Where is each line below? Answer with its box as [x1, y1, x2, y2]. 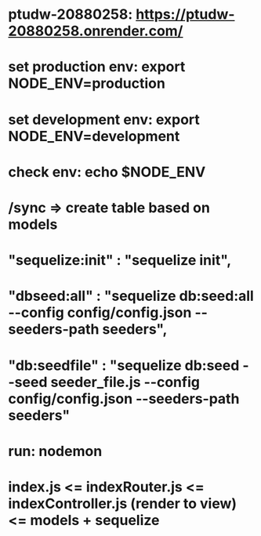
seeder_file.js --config [50, 373, 200, 391]
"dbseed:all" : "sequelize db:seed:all [8, 288, 255, 305]
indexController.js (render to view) [8, 494, 237, 512]
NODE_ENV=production [8, 74, 166, 92]
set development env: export [8, 110, 200, 129]
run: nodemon [8, 442, 103, 460]
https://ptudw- [136, 5, 235, 24]
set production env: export [8, 58, 186, 76]
